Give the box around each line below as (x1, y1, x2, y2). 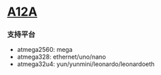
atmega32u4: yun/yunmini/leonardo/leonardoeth (16, 60, 156, 68)
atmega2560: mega (16, 46, 73, 54)
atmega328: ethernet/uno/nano (16, 52, 106, 61)
